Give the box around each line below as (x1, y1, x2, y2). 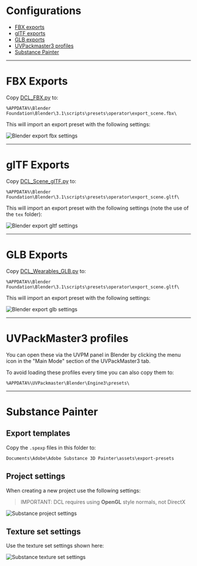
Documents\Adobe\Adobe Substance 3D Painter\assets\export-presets (6, 455, 175, 461)
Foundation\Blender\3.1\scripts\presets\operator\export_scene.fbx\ (6, 110, 177, 116)
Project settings (6, 471, 66, 481)
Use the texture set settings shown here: (6, 542, 104, 550)
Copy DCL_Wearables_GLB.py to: (6, 267, 86, 274)
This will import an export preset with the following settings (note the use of (6, 204, 189, 211)
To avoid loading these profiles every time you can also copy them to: (6, 369, 174, 376)
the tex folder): (6, 210, 43, 218)
